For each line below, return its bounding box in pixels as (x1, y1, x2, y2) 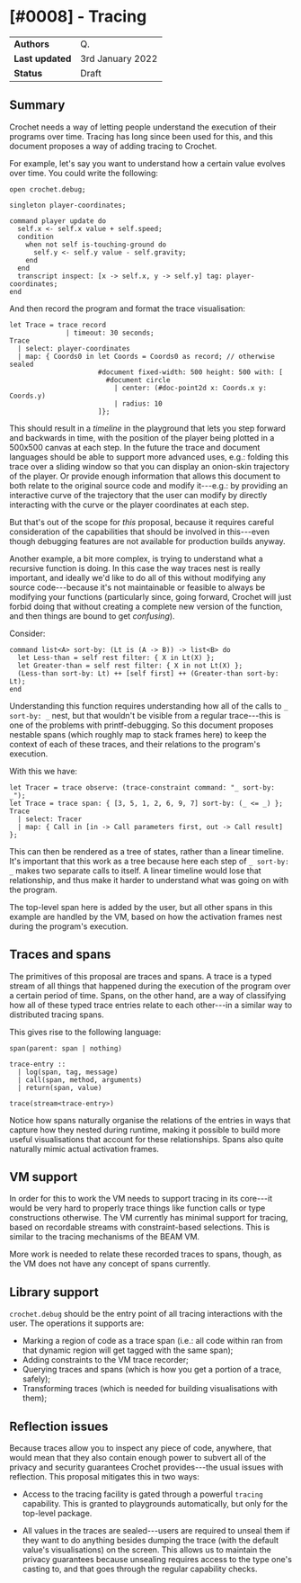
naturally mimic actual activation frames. (9, 1143, 160, 1154)
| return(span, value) (17, 1083, 102, 1092)
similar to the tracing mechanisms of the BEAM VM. (9, 1231, 200, 1242)
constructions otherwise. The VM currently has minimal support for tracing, (9, 1212, 288, 1223)
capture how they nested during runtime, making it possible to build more (9, 1124, 281, 1135)
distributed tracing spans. (9, 1009, 105, 1020)
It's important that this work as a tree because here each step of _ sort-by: (9, 855, 289, 866)
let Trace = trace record (9, 320, 106, 329)
